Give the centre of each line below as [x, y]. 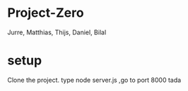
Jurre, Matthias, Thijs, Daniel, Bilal [57, 32]
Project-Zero [46, 13]
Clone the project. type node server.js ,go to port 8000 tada [94, 80]
